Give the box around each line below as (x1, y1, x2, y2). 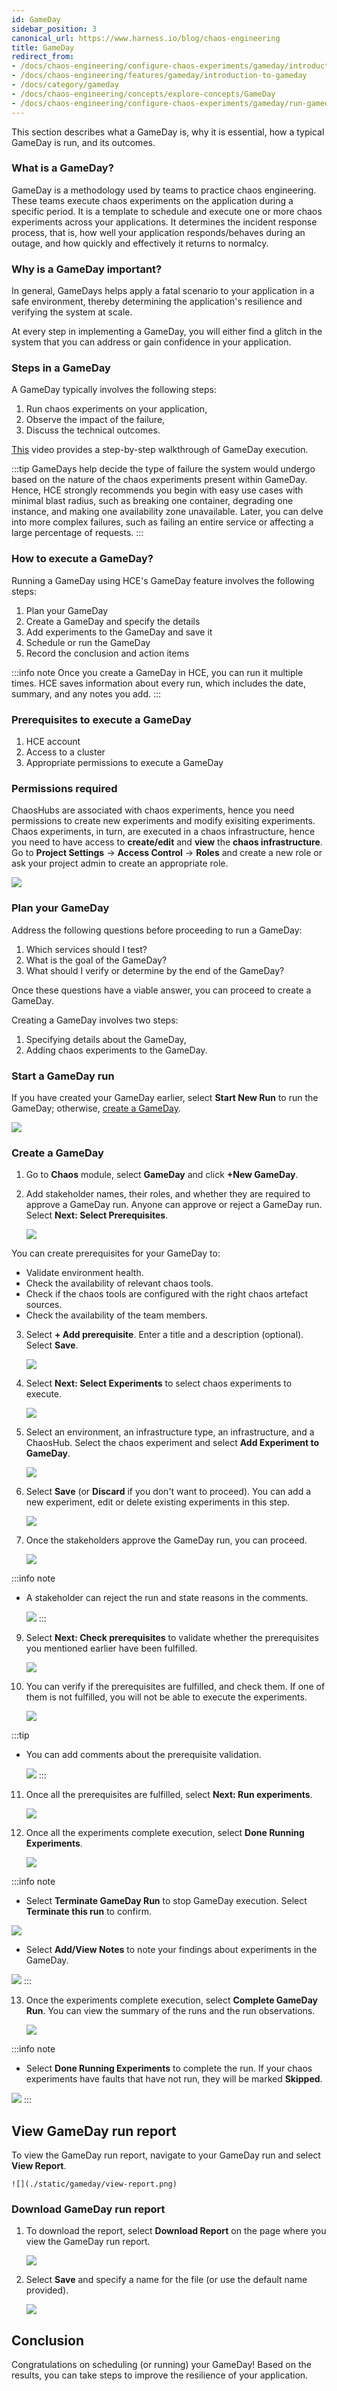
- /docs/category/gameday (11, 80, 119, 90)
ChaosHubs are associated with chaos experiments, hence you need (11, 804, 295, 816)
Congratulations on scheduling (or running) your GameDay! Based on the (11, 2359, 312, 2371)
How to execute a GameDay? (11, 552, 154, 566)
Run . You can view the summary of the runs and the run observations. (25, 2005, 316, 2017)
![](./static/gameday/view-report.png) (11, 2179, 178, 2189)
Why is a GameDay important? (11, 262, 163, 276)
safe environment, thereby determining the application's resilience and (11, 296, 303, 308)
